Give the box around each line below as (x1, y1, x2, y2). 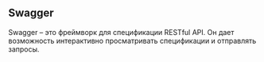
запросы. (8, 44, 40, 54)
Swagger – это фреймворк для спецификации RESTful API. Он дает (8, 27, 235, 37)
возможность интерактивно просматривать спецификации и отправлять (8, 36, 257, 45)
